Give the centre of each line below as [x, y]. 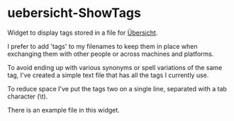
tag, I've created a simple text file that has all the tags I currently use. [108, 75]
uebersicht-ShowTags [74, 13]
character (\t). [28, 96]
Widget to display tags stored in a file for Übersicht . [83, 33]
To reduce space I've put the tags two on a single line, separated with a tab [117, 88]
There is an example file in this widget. [64, 110]
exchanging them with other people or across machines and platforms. [111, 54]
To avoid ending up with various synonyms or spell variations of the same [115, 67]
